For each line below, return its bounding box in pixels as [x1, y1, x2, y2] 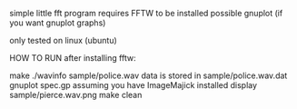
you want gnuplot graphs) [9, 17, 106, 28]
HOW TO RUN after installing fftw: [9, 53, 136, 63]
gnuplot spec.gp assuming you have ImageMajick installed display [9, 80, 257, 90]
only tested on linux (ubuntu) [9, 35, 118, 45]
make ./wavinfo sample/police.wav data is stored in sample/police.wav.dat [9, 70, 288, 81]
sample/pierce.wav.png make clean [9, 90, 143, 100]
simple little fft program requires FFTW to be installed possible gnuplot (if [9, 8, 283, 18]
